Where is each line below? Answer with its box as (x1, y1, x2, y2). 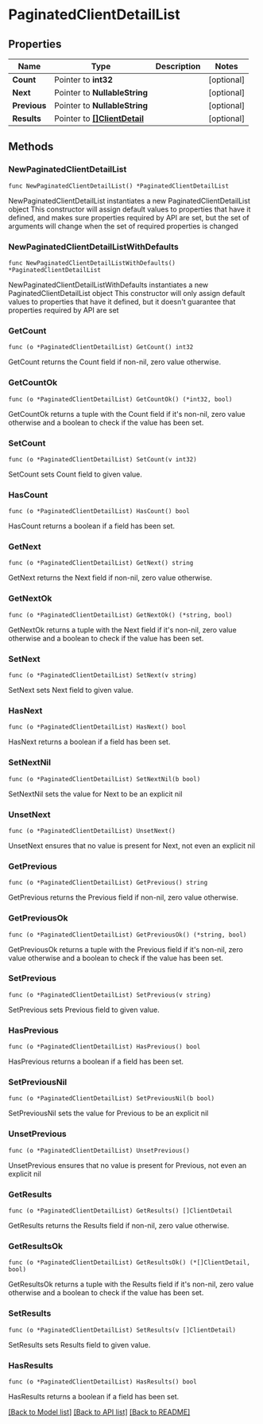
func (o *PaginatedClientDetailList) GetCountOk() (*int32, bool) (8, 395, 233, 403)
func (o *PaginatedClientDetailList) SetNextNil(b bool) (8, 775, 201, 783)
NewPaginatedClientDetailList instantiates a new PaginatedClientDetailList (8, 196, 250, 205)
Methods (8, 140, 54, 154)
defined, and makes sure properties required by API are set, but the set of (8, 212, 250, 222)
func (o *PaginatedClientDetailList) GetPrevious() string (8, 879, 208, 887)
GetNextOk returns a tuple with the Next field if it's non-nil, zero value (8, 624, 237, 634)
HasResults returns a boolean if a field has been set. (8, 1391, 180, 1401)
